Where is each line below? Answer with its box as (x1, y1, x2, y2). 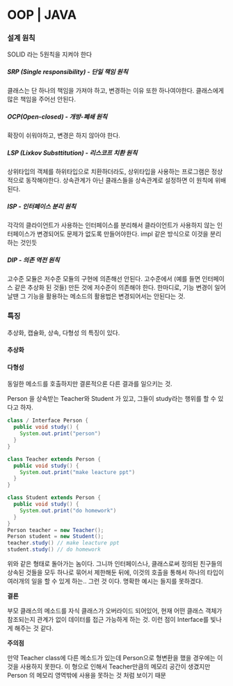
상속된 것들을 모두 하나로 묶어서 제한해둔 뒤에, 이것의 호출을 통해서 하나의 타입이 (7, 568, 225, 577)
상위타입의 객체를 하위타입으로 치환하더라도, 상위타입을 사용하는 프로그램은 (7, 167, 210, 176)
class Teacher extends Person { (7, 455, 101, 463)
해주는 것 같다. (14, 624, 54, 632)
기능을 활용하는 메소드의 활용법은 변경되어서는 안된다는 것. (27, 292, 186, 300)
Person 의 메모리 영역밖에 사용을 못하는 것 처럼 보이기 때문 (7, 671, 167, 680)
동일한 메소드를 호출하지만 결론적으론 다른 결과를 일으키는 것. (7, 380, 172, 388)
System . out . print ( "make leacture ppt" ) (19, 468, 136, 475)
